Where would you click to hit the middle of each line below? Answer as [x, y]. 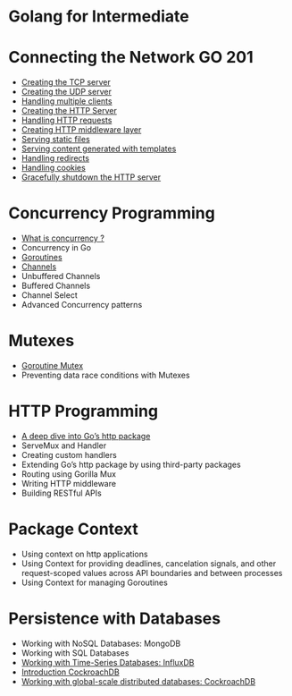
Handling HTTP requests [67, 120]
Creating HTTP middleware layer [81, 130]
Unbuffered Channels [61, 276]
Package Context [74, 529]
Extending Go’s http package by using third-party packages [131, 464]
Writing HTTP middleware [69, 483]
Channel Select [49, 295]
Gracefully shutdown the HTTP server [91, 177]
